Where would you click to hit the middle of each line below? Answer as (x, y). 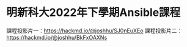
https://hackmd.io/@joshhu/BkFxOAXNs (57, 37)
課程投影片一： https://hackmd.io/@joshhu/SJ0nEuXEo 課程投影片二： (94, 31)
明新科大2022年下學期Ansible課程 (94, 13)
